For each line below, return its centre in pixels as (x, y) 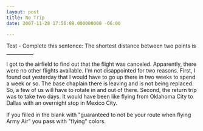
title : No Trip (26, 18)
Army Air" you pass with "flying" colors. (56, 121)
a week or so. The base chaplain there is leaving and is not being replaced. (100, 83)
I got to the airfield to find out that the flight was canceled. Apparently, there (101, 64)
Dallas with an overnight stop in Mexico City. (62, 103)
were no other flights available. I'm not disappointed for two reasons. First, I (101, 71)
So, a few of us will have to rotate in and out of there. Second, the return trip (101, 90)
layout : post (23, 12)
